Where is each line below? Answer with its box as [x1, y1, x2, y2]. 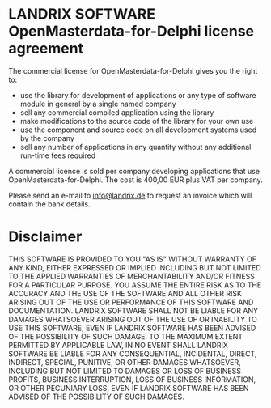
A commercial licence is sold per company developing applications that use [8, 166, 260, 176]
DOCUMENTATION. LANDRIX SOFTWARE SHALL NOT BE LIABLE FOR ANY [8, 305, 259, 316]
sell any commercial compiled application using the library [19, 107, 214, 117]
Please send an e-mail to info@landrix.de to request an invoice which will [8, 190, 252, 200]
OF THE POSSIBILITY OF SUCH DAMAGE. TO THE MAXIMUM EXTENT [8, 331, 243, 341]
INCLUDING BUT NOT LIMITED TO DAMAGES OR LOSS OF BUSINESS [8, 366, 241, 376]
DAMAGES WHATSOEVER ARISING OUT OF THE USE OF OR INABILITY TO [8, 314, 257, 324]
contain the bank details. [8, 199, 91, 209]
